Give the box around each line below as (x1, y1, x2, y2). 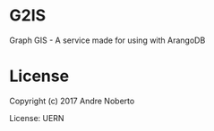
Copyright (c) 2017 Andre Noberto (9, 95, 135, 106)
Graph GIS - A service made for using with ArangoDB (9, 35, 206, 45)
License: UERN (9, 112, 64, 123)
